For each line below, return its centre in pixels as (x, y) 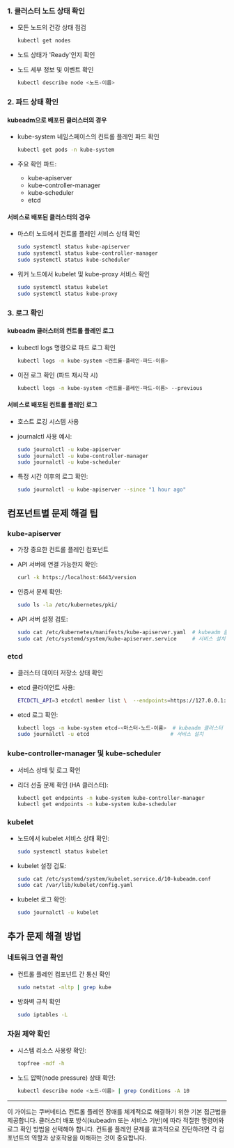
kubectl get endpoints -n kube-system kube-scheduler (97, 804)
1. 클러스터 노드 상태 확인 (46, 10)
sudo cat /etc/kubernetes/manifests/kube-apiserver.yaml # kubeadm (119, 632)
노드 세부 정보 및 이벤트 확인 (55, 70)
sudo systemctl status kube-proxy (67, 294)
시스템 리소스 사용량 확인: (52, 1050)
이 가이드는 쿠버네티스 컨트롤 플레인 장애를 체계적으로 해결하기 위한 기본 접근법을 (117, 1111)
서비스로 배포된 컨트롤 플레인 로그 (52, 404)
